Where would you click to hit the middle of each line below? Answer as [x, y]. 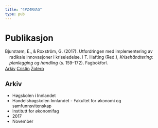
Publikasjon [29, 38]
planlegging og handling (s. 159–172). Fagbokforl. [59, 63]
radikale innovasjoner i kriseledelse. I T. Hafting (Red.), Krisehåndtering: [81, 57]
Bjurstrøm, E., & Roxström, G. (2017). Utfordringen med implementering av [79, 51]
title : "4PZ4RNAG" [24, 9]
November [23, 121]
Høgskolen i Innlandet [34, 96]
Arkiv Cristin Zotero [25, 69]
